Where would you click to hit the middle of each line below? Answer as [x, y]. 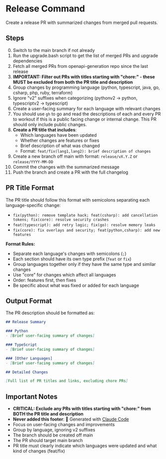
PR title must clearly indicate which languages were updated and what [85, 446]
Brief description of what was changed [60, 146]
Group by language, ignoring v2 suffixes [54, 430]
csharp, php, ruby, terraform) [43, 92]
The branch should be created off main [53, 435]
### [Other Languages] [29, 358]
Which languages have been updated [58, 135]
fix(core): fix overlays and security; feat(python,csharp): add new [86, 230]
